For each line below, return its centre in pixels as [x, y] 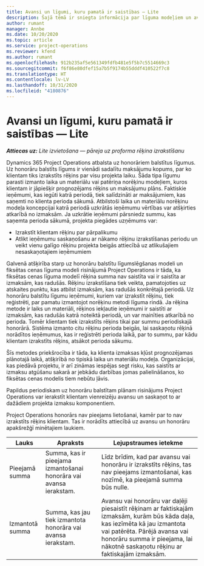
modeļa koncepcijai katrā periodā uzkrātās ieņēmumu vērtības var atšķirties [101, 208]
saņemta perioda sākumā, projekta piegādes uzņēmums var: [82, 220]
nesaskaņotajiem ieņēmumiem [53, 251]
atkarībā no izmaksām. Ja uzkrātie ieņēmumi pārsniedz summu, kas [91, 214]
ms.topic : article [29, 40]
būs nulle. [115, 487]
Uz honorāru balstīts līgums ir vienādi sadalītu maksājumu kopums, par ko [99, 169]
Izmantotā [24, 523]
